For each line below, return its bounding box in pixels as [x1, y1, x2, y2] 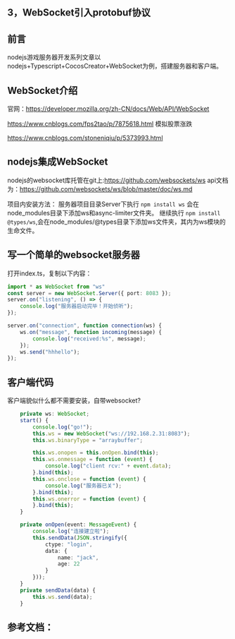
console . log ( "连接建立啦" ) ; [32, 528, 110, 535]
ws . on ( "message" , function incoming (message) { [20, 328, 162, 335]
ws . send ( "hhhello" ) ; [20, 348, 80, 355]
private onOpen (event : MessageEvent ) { [20, 521, 137, 528]
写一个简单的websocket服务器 [7, 249, 141, 261]
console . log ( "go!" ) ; [32, 423, 93, 431]
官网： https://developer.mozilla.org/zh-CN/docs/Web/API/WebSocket [7, 104, 210, 113]
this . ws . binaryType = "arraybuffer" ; [32, 436, 143, 443]
